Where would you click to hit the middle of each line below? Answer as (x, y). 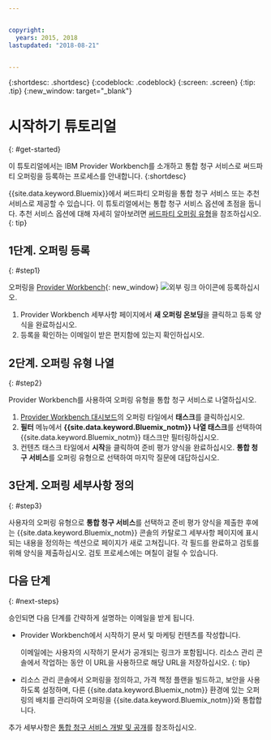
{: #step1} (24, 271)
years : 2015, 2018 (47, 37)
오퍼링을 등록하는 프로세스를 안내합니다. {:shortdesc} (101, 176)
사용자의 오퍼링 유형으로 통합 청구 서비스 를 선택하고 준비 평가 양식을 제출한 (126, 522)
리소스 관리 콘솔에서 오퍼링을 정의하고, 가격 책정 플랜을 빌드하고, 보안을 (133, 679)
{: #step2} (25, 383)
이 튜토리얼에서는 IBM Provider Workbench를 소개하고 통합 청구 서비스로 (125, 166)
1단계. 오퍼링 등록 (49, 250)
